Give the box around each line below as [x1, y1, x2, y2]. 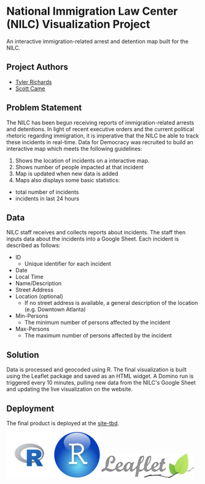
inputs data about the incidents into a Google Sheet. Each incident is [6, 235, 179, 243]
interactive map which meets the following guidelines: [6, 145, 142, 152]
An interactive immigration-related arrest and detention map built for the [6, 37, 189, 45]
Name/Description [15, 280, 62, 287]
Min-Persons [15, 312, 48, 320]
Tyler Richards [15, 78, 52, 85]
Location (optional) [15, 293, 63, 300]
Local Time [15, 273, 44, 280]
